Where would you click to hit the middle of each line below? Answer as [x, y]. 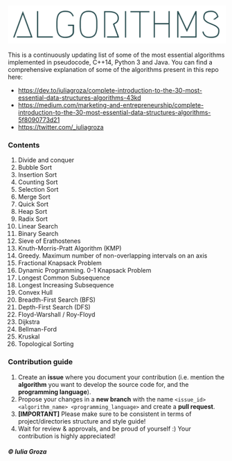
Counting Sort [38, 182]
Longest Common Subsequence [64, 278]
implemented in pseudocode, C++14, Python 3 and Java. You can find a [110, 62]
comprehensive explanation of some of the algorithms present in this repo [113, 70]
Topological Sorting [46, 344]
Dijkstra [29, 322]
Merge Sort [34, 197]
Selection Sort [38, 190]
